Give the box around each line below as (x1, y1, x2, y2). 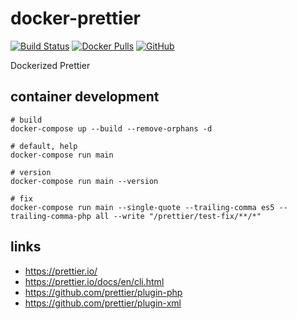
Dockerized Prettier (10, 59, 91, 71)
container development (10, 88, 160, 106)
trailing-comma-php (10, 211, 92, 221)
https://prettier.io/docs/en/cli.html (24, 275, 165, 287)
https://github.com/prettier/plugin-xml (24, 297, 182, 309)
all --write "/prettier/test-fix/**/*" (95, 211, 262, 221)
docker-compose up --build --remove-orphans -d (10, 123, 213, 134)
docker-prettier (10, 7, 141, 30)
